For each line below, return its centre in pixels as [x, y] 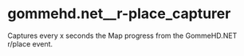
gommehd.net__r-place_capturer [119, 14]
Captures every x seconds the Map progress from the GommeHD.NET [122, 35]
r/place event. [30, 43]
